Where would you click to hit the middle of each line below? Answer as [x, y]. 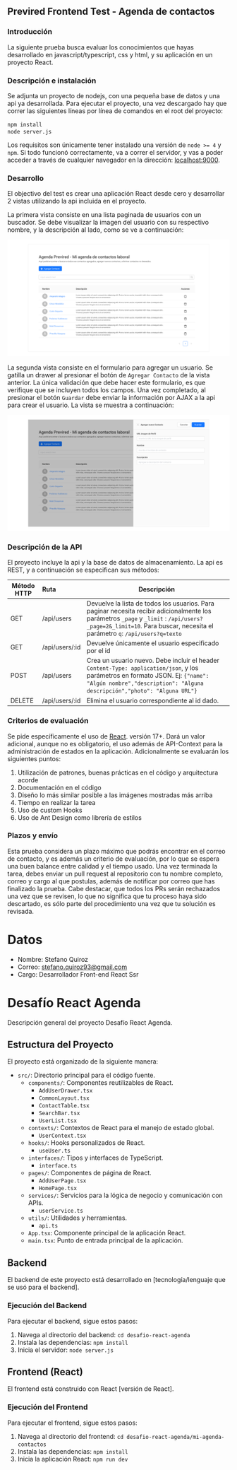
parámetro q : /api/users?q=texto [134, 633]
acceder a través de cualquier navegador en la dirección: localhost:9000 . [114, 160]
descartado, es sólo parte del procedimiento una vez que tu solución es [112, 903]
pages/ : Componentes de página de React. [90, 1173]
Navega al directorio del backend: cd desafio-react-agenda [104, 1334]
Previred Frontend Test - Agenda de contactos [111, 12]
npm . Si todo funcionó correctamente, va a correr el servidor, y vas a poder [115, 152]
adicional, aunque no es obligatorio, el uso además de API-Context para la [115, 743]
